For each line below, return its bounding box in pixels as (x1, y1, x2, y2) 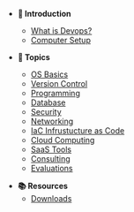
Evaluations (30, 163, 73, 173)
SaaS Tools (30, 144, 72, 155)
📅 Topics (17, 52, 50, 62)
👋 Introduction (17, 9, 72, 19)
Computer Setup (30, 35, 91, 45)
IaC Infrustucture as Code (30, 125, 125, 136)
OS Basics (30, 69, 69, 79)
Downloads (30, 193, 72, 203)
